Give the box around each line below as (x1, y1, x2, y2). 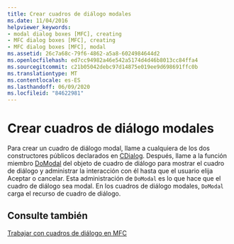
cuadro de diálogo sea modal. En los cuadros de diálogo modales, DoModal (7, 182, 224, 191)
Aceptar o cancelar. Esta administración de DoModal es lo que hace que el (7, 174, 221, 183)
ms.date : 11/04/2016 (7, 17, 69, 24)
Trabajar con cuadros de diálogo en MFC (7, 228, 128, 237)
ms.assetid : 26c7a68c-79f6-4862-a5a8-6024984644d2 (7, 51, 160, 58)
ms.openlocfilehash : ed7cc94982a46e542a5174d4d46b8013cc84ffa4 (7, 57, 199, 64)
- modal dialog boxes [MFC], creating (7, 30, 122, 38)
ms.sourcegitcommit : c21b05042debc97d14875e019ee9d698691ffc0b (7, 63, 199, 70)
